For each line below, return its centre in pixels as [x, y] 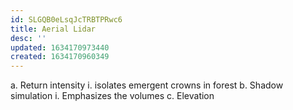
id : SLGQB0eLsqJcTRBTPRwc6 [66, 19]
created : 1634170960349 [60, 57]
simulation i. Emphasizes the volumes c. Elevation [112, 96]
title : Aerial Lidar [53, 29]
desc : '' [28, 38]
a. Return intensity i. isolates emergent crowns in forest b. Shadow [147, 85]
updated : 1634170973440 [60, 47]
